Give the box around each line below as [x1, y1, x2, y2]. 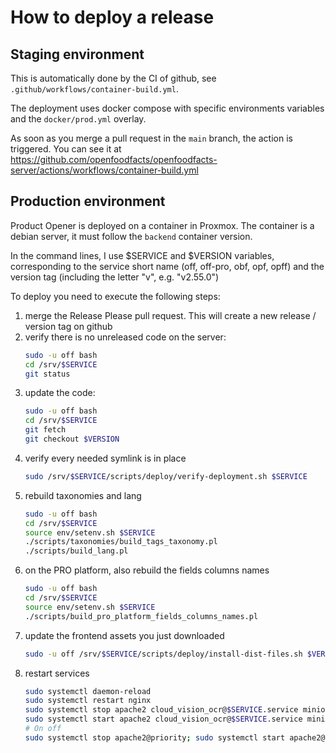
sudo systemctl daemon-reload [24, 686, 152, 696]
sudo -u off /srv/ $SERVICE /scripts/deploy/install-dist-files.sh [24, 649, 303, 659]
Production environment [10, 193, 166, 210]
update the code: [24, 387, 96, 399]
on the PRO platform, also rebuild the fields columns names [24, 564, 270, 576]
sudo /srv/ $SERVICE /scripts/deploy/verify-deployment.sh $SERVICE [24, 471, 308, 481]
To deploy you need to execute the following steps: [10, 290, 221, 302]
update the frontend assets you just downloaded [24, 629, 225, 641]
